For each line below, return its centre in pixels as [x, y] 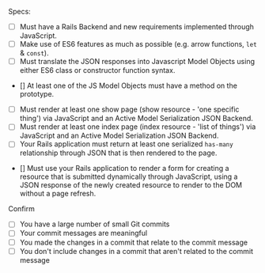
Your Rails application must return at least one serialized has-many [126, 144]
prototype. [37, 94]
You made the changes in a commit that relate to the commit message [133, 242]
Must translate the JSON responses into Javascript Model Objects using [137, 62]
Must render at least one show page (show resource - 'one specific [129, 109]
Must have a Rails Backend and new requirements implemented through [137, 27]
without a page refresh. [58, 194]
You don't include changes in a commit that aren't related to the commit [136, 251]
